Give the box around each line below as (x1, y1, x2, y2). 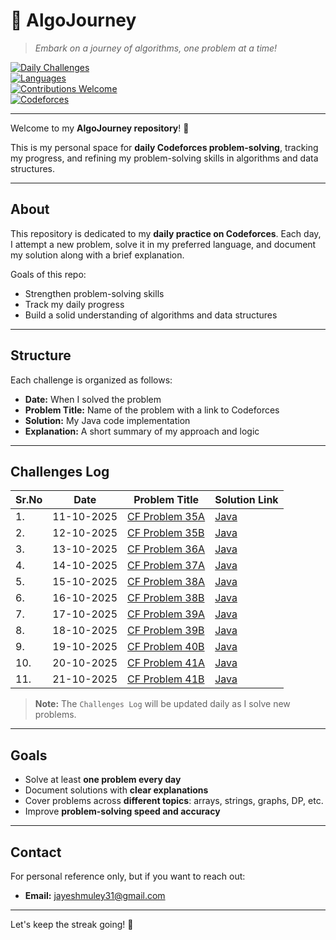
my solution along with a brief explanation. (10, 249, 185, 261)
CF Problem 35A (127, 510, 206, 524)
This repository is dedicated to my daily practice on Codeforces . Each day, (10, 227, 322, 239)
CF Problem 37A (127, 559, 206, 573)
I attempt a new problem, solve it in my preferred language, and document (10, 238, 317, 250)
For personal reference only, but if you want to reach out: (10, 870, 246, 882)
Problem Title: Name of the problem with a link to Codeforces (24, 404, 280, 416)
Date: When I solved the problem (24, 393, 162, 405)
